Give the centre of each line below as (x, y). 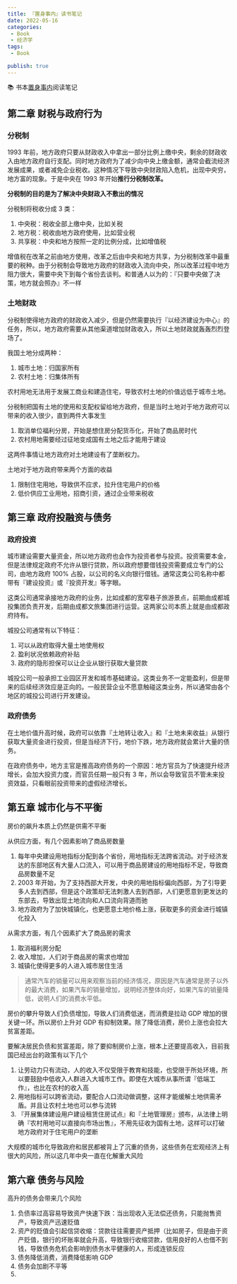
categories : (25, 27)
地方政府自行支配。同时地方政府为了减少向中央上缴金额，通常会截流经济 (124, 161)
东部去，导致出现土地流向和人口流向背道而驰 (83, 900)
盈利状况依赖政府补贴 (48, 654)
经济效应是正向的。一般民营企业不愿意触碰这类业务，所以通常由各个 (130, 687)
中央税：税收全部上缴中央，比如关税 (70, 224)
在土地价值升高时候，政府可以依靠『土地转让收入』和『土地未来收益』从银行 (119, 733)
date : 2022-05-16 (33, 21)
